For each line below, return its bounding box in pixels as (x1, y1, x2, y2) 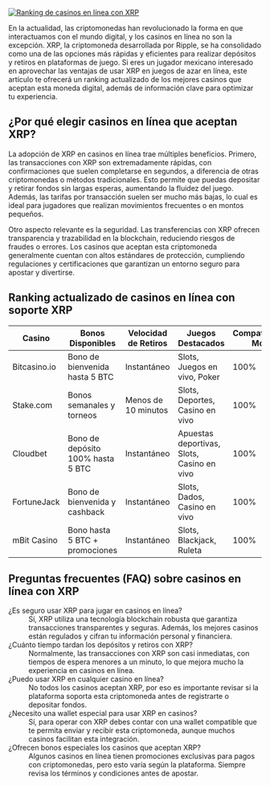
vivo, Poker (178, 371, 220, 382)
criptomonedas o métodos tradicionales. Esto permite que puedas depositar (8, 174, 260, 185)
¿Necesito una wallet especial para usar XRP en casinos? (8, 709, 198, 718)
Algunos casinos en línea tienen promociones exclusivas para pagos (28, 751, 256, 761)
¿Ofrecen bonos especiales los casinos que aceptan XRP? (8, 742, 201, 753)
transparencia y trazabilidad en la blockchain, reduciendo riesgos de (8, 233, 235, 243)
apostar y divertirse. (8, 267, 75, 277)
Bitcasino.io (12, 361, 56, 372)
